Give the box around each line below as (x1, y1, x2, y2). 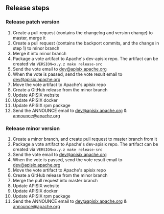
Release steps (5, 4, 49, 12)
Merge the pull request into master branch (12, 177, 98, 183)
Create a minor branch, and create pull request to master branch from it (12, 136, 157, 142)
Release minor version (5, 125, 60, 131)
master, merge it (12, 35, 46, 41)
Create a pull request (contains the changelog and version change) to (12, 29, 153, 36)
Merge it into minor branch (12, 50, 67, 56)
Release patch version (5, 19, 60, 25)
